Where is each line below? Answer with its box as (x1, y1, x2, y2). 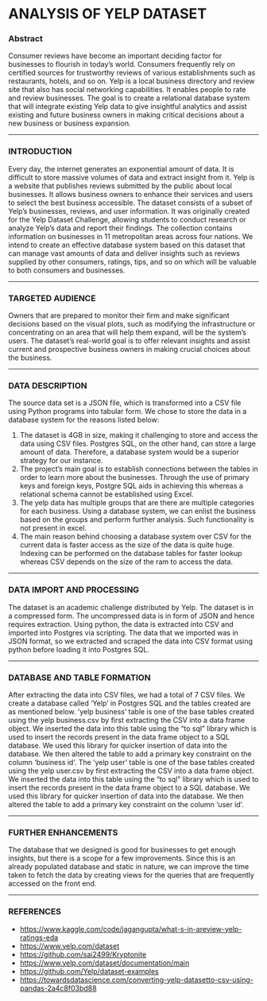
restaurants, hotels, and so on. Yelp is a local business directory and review (8, 76, 256, 86)
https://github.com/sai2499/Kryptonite (19, 949, 147, 959)
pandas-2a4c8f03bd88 (19, 983, 97, 993)
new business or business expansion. (8, 118, 131, 128)
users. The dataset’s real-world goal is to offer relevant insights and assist (8, 336, 250, 346)
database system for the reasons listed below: (8, 415, 160, 425)
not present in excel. (19, 524, 87, 533)
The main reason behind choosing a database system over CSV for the (19, 531, 252, 541)
